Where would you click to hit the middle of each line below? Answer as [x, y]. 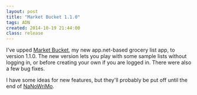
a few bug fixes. [26, 69]
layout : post [22, 11]
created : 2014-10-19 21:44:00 [43, 28]
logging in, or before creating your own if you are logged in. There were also [99, 63]
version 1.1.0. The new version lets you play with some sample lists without [96, 56]
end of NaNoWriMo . [30, 86]
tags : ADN [18, 22]
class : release [25, 33]
